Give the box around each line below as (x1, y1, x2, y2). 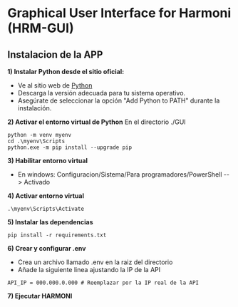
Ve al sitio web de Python (17, 81, 93, 90)
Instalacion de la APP (7, 48, 103, 61)
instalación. (17, 104, 52, 112)
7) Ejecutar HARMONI (7, 292, 73, 300)
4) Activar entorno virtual (7, 192, 84, 200)
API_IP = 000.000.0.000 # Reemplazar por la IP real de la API (7, 279, 200, 286)
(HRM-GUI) (7, 20, 74, 36)
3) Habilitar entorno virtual (7, 157, 88, 165)
